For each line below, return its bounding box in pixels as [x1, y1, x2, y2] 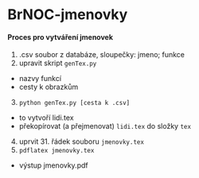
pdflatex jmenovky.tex [18, 147, 95, 155]
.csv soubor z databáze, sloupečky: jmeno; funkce [18, 50, 185, 60]
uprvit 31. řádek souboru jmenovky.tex [18, 137, 145, 146]
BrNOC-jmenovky [7, 6, 128, 24]
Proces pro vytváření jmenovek [7, 32, 113, 41]
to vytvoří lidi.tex [18, 113, 74, 122]
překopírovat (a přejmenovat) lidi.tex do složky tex [18, 122, 192, 131]
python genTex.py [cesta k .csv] [18, 99, 131, 107]
